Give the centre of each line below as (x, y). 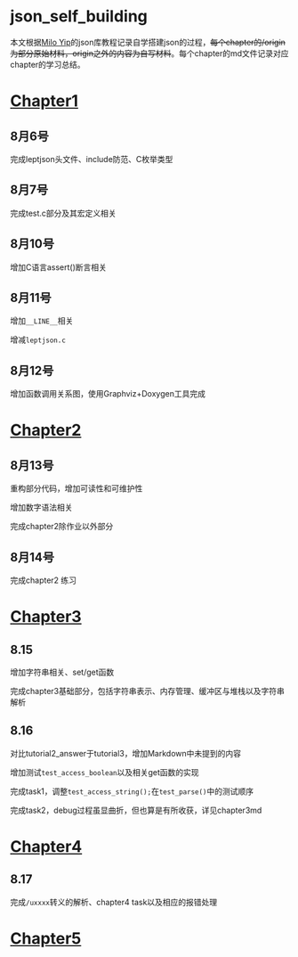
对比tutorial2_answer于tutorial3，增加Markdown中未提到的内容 (126, 753)
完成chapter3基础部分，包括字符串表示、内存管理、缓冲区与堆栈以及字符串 (148, 691)
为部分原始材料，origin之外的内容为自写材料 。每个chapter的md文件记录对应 (149, 53)
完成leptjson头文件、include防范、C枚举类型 (92, 159)
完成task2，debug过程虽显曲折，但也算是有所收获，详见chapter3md (136, 810)
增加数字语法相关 (41, 507)
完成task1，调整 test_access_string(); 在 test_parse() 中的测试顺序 (132, 791)
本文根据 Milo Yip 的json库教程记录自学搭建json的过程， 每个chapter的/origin (148, 42)
